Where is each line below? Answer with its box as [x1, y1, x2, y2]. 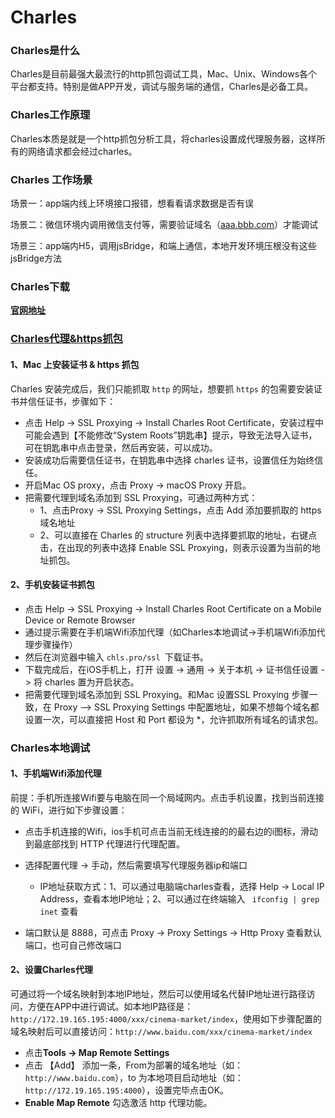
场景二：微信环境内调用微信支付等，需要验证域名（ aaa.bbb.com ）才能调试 [10, 219, 319, 231]
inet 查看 [39, 905, 79, 917]
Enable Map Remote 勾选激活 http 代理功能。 [24, 1097, 213, 1109]
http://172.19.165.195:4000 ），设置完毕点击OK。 [24, 1084, 230, 1096]
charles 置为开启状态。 [44, 676, 140, 688]
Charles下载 [10, 280, 70, 293]
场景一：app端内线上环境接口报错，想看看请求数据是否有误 [10, 197, 255, 210]
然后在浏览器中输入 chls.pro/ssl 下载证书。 [24, 651, 209, 663]
